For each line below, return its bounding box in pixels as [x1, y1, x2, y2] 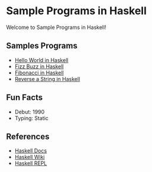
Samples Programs [6, 41, 78, 51]
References [6, 131, 50, 141]
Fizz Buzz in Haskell [14, 63, 64, 70]
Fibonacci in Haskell [14, 69, 64, 76]
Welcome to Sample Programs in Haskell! [6, 24, 106, 31]
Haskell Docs [14, 147, 47, 154]
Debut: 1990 [14, 108, 45, 115]
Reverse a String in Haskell [14, 75, 80, 82]
